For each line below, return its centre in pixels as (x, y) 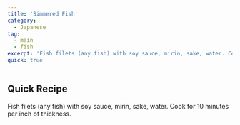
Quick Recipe (37, 89)
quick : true (25, 60)
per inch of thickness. (39, 114)
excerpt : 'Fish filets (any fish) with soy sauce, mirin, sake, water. (116, 54)
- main (24, 40)
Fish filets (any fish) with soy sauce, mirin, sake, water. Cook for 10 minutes (118, 106)
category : (22, 21)
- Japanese (30, 27)
